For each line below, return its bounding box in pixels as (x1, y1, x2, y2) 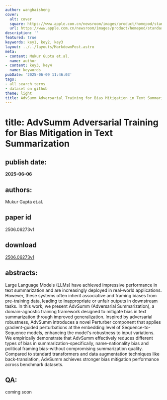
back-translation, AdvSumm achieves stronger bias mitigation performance (5, 356, 159, 362)
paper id (5, 213, 31, 222)
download (5, 241, 37, 249)
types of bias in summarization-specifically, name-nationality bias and (5, 340, 149, 346)
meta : (5, 49, 16, 54)
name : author (9, 58, 37, 63)
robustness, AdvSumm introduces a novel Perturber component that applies (5, 319, 161, 325)
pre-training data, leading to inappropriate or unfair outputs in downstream (5, 298, 158, 304)
